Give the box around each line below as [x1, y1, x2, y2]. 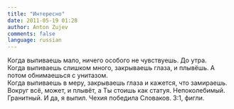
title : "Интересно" [7, 10, 65, 18]
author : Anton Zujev [7, 23, 69, 30]
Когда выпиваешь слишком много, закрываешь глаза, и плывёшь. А [7, 64, 216, 72]
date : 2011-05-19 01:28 [7, 17, 78, 24]
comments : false [7, 30, 55, 38]
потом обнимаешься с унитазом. [7, 71, 108, 80]
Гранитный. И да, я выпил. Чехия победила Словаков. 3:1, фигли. [7, 93, 205, 103]
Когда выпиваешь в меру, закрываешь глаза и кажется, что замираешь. [7, 79, 228, 87]
